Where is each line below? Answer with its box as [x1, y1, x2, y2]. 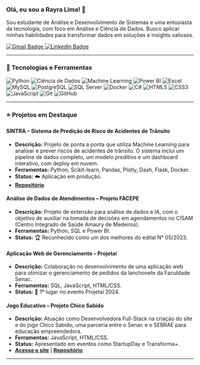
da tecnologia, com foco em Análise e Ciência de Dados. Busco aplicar [6, 25, 180, 32]
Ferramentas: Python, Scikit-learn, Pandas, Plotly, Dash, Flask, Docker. [14, 166, 190, 173]
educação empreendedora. [14, 327, 82, 335]
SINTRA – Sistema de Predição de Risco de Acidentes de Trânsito [6, 127, 171, 135]
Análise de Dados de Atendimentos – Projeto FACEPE [6, 195, 140, 202]
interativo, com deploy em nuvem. [14, 160, 99, 167]
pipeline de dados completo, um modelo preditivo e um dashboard [14, 153, 179, 160]
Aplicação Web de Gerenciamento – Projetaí [6, 249, 117, 257]
